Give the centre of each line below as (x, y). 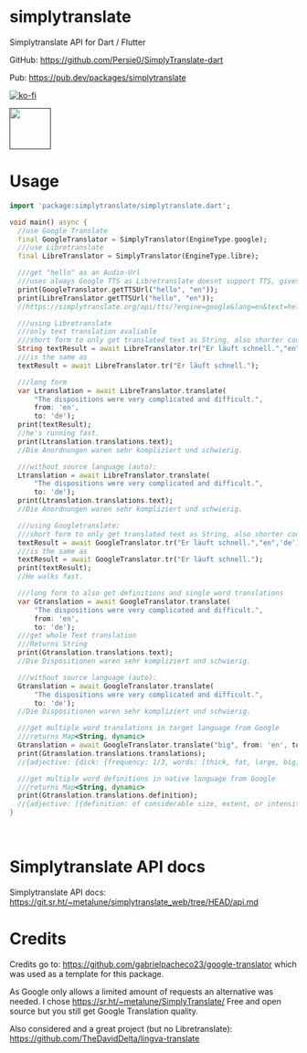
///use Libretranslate (61, 248)
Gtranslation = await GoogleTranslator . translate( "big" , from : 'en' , (153, 745)
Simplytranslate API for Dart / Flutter (78, 42)
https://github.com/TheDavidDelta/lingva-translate (105, 1038)
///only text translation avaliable (87, 332)
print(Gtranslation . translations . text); (95, 653)
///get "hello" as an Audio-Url (79, 273)
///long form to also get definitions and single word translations (151, 593)
